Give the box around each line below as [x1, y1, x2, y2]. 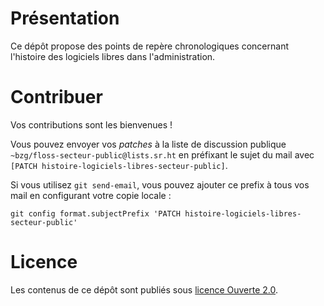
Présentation [10, 7, 120, 30]
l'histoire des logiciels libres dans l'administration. [10, 50, 216, 62]
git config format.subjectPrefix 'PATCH [10, 208, 182, 219]
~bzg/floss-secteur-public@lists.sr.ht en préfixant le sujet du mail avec [10, 148, 315, 161]
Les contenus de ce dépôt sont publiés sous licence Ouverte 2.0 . [10, 283, 279, 296]
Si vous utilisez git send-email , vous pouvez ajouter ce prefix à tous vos [10, 178, 310, 191]
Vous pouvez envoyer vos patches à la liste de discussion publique [10, 138, 287, 150]
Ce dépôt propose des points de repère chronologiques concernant [10, 40, 289, 52]
